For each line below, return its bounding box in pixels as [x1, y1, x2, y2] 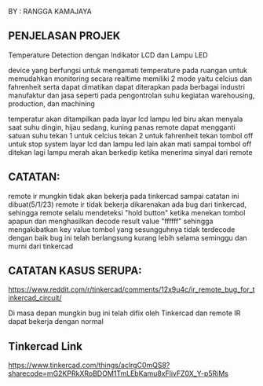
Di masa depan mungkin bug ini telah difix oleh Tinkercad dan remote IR [8, 308, 241, 318]
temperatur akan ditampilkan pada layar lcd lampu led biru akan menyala [8, 114, 243, 123]
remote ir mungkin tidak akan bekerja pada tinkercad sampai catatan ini [8, 191, 239, 200]
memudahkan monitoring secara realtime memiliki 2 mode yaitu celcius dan [8, 74, 253, 83]
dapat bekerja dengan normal [8, 317, 104, 326]
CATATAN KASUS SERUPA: [8, 264, 143, 278]
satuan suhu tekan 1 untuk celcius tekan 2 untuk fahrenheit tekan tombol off [8, 131, 254, 140]
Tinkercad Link [8, 340, 82, 353]
